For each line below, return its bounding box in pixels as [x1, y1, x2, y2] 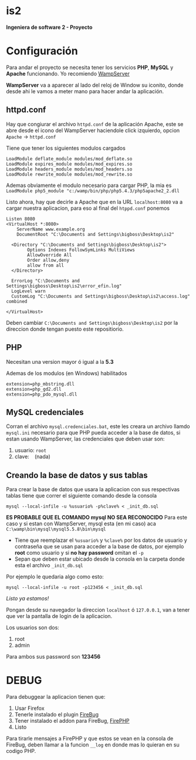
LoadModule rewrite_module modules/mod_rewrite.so [6, 171, 133, 177]
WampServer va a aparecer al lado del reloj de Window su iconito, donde [6, 81, 184, 88]
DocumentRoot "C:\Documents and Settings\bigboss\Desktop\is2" [16, 231, 175, 237]
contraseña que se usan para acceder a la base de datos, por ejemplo [14, 543, 184, 550]
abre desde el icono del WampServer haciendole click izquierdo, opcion [6, 127, 180, 134]
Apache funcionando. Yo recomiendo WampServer [6, 70, 130, 77]
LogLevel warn [11, 288, 46, 294]
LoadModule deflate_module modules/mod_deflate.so [6, 156, 133, 162]
